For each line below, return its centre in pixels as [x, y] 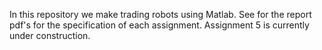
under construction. [50, 35]
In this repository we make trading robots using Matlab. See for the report [160, 14]
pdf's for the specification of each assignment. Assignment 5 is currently [159, 25]
